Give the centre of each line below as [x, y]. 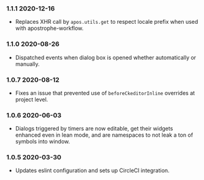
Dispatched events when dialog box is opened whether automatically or [106, 57]
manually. [27, 64]
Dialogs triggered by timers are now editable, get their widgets [94, 129]
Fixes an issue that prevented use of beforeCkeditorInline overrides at [105, 93]
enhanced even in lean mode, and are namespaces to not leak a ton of [104, 135]
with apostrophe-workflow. [49, 28]
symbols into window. [43, 142]
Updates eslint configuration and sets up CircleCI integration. [92, 171]
